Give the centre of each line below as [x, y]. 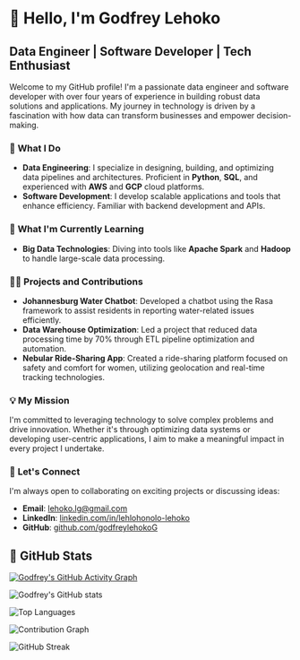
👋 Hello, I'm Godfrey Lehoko [115, 18]
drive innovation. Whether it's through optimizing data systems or [130, 430]
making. [24, 125]
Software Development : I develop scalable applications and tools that [151, 196]
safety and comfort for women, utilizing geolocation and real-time [144, 368]
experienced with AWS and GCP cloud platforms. [113, 187]
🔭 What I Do [35, 148]
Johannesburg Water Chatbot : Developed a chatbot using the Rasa [147, 300]
